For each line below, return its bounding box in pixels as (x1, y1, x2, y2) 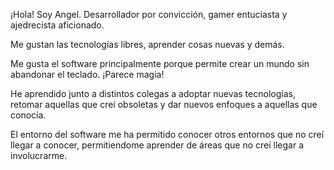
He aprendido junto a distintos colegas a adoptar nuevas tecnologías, (10, 88, 296, 99)
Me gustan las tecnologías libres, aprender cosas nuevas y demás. (10, 39, 285, 50)
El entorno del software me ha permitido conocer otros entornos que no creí (10, 129, 325, 140)
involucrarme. (10, 150, 68, 161)
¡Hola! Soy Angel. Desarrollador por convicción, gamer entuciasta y (10, 9, 288, 20)
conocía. (10, 109, 47, 121)
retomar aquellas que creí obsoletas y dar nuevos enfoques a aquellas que (10, 99, 318, 110)
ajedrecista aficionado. (10, 19, 105, 31)
